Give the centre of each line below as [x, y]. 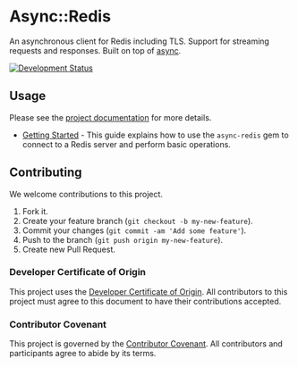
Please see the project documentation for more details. [111, 117]
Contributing [46, 173]
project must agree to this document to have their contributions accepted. [145, 301]
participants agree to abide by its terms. [83, 354]
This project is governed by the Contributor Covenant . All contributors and [146, 344]
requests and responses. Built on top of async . [95, 50]
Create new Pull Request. [69, 249]
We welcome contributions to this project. [86, 194]
